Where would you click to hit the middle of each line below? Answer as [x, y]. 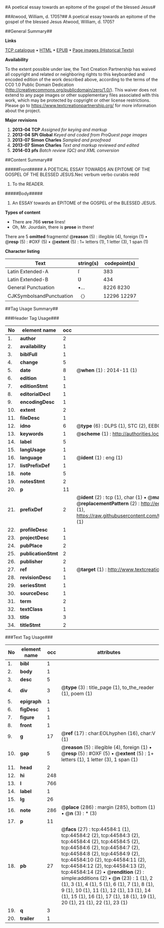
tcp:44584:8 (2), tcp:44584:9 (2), [101, 854]
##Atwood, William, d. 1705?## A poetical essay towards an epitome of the [80, 16]
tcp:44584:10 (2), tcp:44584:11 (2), [104, 860]
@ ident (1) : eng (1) [100, 458]
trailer [27, 918]
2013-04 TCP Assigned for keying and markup [60, 130]
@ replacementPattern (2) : [108, 503]
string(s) [88, 263]
